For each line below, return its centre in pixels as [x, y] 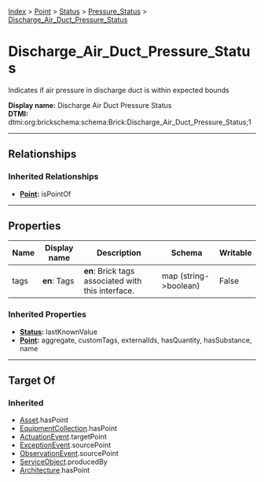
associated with [113, 281]
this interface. [109, 291]
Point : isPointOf [45, 194]
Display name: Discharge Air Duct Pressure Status [90, 105]
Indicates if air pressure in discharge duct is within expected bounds [119, 90]
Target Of [32, 381]
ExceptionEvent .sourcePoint [65, 445]
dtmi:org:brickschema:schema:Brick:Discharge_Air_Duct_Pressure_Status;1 [130, 122]
